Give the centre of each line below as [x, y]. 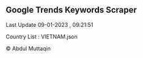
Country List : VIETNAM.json [42, 37]
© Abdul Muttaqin [28, 48]
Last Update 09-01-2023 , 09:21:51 [50, 24]
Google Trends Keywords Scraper [71, 10]
